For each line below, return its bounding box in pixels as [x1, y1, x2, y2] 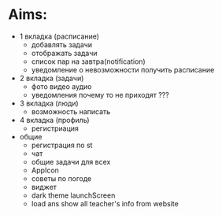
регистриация [31, 124, 79, 133]
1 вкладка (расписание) [19, 32, 100, 41]
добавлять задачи [31, 39, 93, 49]
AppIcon [31, 165, 59, 175]
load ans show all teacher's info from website [31, 198, 179, 208]
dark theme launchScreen [31, 191, 116, 200]
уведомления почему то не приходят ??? [31, 90, 169, 99]
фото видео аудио [31, 81, 92, 91]
